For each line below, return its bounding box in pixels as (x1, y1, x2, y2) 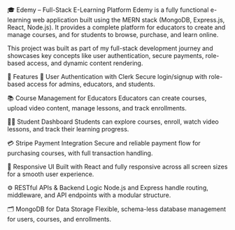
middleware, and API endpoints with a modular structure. (7, 191, 171, 199)
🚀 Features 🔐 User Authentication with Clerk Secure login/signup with (7, 73, 208, 80)
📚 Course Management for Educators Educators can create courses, (7, 94, 207, 102)
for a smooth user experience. (7, 170, 94, 178)
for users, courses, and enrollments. (7, 215, 112, 223)
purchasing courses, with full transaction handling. (7, 149, 153, 157)
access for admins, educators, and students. (27, 80, 155, 88)
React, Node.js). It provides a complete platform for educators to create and (7, 23, 226, 31)
